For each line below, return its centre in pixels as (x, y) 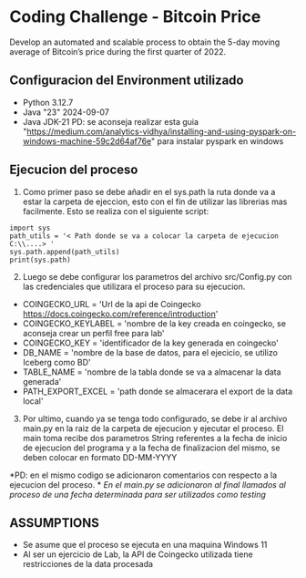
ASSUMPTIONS (55, 523)
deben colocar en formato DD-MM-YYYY (100, 457)
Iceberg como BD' (56, 362)
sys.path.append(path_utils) (65, 252)
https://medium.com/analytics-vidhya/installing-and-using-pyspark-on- (162, 131)
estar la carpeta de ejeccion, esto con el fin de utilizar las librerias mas (155, 201)
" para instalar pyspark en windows (217, 141)
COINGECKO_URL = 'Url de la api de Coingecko (112, 304)
